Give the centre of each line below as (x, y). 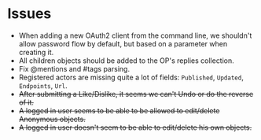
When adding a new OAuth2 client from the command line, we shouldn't (135, 35)
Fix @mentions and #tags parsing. (74, 68)
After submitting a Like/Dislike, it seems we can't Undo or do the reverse (136, 94)
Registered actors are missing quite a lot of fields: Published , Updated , (131, 77)
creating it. (36, 52)
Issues (29, 14)
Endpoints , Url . (43, 85)
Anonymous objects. (52, 119)
